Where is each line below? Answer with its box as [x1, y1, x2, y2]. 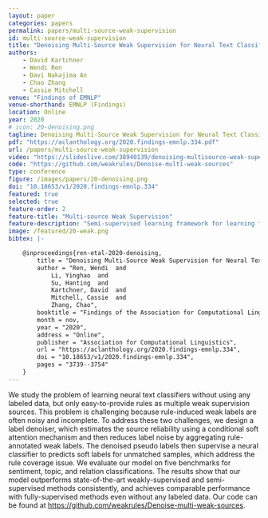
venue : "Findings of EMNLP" [8, 94, 102, 102]
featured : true [8, 189, 59, 198]
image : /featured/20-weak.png [8, 227, 109, 236]
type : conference [8, 168, 66, 176]
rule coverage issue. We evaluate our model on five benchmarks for [8, 457, 231, 468]
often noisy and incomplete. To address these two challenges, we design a [8, 415, 254, 424]
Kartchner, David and [50, 286, 127, 294]
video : [8, 153, 30, 161]
